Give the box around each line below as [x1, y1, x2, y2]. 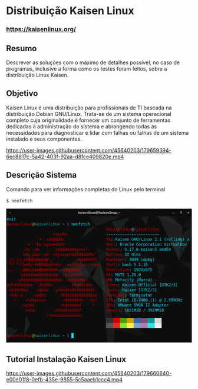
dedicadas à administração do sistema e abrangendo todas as [6, 122, 157, 130]
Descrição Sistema [6, 170, 77, 180]
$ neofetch [6, 198, 33, 204]
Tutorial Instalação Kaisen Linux [6, 354, 127, 364]
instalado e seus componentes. [6, 135, 82, 142]
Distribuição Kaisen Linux [6, 4, 134, 18]
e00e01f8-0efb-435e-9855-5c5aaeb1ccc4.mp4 [6, 376, 123, 383]
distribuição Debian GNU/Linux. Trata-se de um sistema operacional [6, 110, 172, 117]
